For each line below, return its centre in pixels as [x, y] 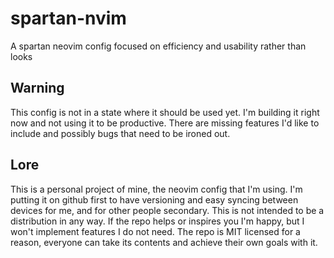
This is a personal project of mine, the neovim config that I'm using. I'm [156, 189]
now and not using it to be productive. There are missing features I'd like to [165, 123]
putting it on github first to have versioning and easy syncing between [154, 199]
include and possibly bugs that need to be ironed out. [120, 133]
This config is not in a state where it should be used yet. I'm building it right [165, 112]
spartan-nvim [68, 18]
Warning [37, 88]
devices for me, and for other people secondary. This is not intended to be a [167, 210]
